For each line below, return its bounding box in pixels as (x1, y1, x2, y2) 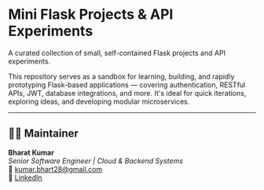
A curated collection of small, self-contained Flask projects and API (8, 48, 226, 57)
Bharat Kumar (8, 148, 55, 157)
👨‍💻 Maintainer (8, 127, 79, 141)
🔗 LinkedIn (8, 173, 42, 182)
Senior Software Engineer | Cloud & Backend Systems (8, 155, 183, 166)
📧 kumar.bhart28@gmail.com (8, 164, 103, 174)
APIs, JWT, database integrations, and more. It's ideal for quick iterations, (8, 88, 247, 97)
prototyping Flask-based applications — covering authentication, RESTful (8, 80, 246, 90)
